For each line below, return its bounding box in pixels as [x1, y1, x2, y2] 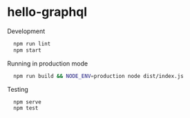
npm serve [13, 98, 41, 106]
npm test [13, 105, 39, 112]
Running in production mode [7, 59, 88, 68]
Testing [7, 85, 29, 93]
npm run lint [13, 40, 51, 47]
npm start [13, 46, 41, 54]
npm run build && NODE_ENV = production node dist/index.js [13, 72, 184, 79]
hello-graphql [7, 4, 88, 20]
